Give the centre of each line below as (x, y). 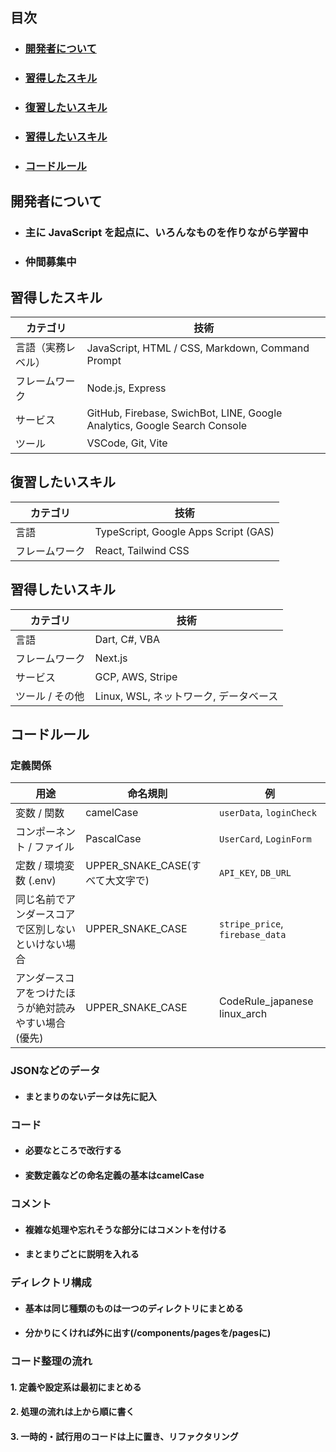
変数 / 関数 (40, 813)
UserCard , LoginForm (265, 839)
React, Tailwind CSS (142, 550)
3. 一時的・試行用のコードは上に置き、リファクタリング (124, 1436)
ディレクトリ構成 (51, 1283)
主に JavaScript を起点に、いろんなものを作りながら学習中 (166, 233)
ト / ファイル (45, 847)
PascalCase (113, 839)
